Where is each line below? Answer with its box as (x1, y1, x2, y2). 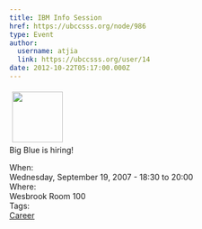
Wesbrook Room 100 (9, 190, 86, 201)
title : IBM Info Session (9, 13, 102, 23)
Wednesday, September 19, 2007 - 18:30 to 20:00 (9, 171, 194, 182)
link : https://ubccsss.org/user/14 (17, 55, 151, 64)
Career (9, 209, 35, 221)
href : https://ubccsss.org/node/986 (9, 22, 146, 31)
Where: (9, 181, 37, 192)
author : (9, 38, 39, 48)
